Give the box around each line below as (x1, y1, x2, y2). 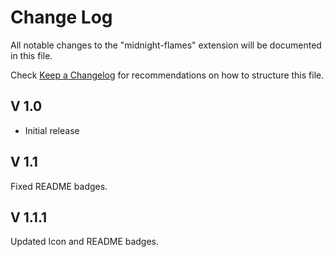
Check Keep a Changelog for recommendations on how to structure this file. (10, 69, 325, 81)
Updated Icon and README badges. (10, 236, 160, 248)
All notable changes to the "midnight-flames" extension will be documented (10, 39, 322, 51)
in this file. (10, 49, 53, 61)
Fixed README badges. (10, 180, 108, 192)
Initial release (24, 124, 80, 136)
